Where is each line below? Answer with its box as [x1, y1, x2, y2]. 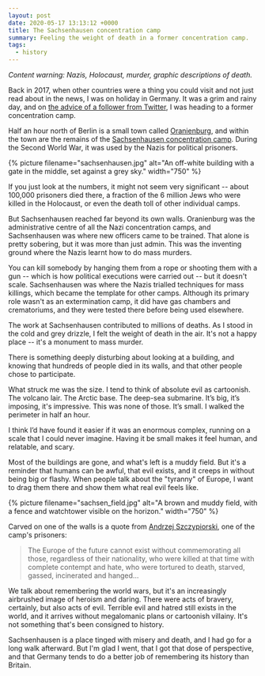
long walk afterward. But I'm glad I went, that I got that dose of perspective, [8, 644, 255, 653]
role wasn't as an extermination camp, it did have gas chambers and [8, 297, 231, 306]
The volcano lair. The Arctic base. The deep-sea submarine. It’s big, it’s [8, 393, 240, 402]
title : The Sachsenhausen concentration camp [8, 26, 161, 34]
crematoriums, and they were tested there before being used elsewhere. [8, 306, 244, 314]
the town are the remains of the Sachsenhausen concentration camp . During [8, 135, 258, 143]
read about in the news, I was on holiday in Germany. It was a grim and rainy [8, 94, 257, 103]
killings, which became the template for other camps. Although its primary [8, 288, 249, 298]
